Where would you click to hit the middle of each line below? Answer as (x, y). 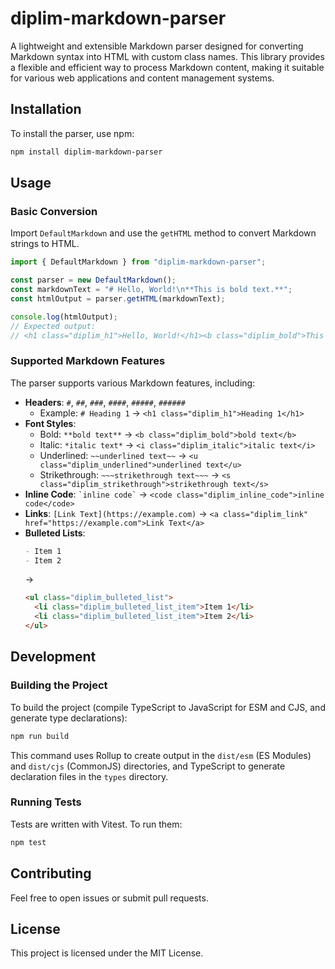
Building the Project (59, 685)
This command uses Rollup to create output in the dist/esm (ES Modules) (161, 755)
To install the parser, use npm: (72, 133)
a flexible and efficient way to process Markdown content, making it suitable (167, 67)
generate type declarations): (69, 718)
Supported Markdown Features (88, 361)
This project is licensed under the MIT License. (107, 953)
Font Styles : (50, 423)
